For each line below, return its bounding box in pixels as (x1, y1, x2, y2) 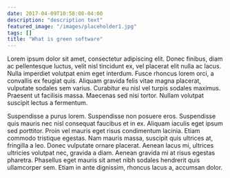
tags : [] (7, 29, 32, 37)
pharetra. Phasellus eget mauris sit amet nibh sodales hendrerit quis (7, 156, 200, 164)
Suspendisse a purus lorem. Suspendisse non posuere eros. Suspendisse (7, 112, 216, 121)
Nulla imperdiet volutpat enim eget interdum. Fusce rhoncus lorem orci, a (7, 70, 215, 78)
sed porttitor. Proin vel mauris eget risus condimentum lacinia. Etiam (7, 127, 201, 135)
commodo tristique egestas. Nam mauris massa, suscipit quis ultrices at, (7, 134, 213, 142)
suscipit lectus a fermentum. (7, 99, 88, 107)
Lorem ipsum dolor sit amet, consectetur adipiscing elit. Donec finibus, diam (7, 55, 223, 63)
